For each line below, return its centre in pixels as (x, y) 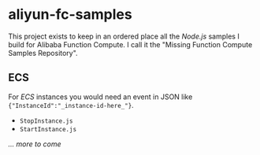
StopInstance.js (46, 121)
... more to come (35, 144)
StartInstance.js (48, 129)
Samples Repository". (43, 53)
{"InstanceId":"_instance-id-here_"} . (71, 105)
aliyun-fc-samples (70, 15)
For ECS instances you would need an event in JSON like (100, 97)
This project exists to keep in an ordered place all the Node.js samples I (124, 36)
